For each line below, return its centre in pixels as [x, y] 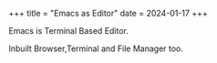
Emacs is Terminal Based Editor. [69, 31]
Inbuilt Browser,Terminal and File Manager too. [96, 48]
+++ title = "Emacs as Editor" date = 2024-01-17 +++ [108, 13]
